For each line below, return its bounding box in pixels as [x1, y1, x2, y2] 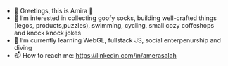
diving [13, 44, 32, 51]
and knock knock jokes [13, 28, 82, 37]
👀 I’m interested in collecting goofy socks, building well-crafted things [13, 14, 217, 22]
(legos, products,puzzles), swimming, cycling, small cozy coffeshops [13, 22, 215, 29]
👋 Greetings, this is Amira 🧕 [13, 7, 94, 15]
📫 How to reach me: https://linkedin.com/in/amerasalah [13, 51, 177, 59]
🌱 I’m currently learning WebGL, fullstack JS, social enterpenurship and [13, 36, 222, 44]
